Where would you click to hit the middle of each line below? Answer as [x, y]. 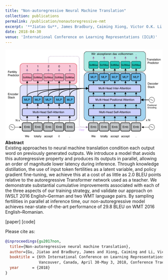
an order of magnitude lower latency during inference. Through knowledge [82, 164]
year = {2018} [30, 268]
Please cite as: [20, 231]
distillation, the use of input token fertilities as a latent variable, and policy [81, 169]
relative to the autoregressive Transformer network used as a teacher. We [81, 180]
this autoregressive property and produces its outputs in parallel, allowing [81, 158]
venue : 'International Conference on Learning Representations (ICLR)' [81, 37]
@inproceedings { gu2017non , [33, 241]
